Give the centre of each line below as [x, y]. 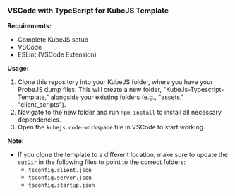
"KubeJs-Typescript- [194, 90]
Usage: [18, 69]
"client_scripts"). [42, 105]
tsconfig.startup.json [61, 185]
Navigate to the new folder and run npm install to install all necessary [120, 113]
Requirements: [29, 26]
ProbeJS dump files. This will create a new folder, [90, 90]
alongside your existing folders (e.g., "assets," [117, 97]
